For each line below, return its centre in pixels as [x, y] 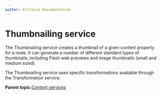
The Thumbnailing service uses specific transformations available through [80, 72]
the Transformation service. [33, 78]
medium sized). [21, 63]
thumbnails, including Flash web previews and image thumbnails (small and [81, 58]
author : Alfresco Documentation [38, 10]
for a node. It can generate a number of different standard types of [72, 52]
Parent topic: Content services [36, 87]
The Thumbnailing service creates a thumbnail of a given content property [80, 47]
